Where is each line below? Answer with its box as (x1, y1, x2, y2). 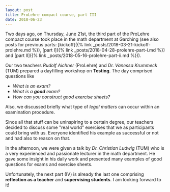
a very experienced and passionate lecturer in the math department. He (5, 151, 155, 157)
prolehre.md (5, 47, 31, 53)
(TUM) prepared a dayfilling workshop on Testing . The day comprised (5, 68, 153, 74)
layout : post (5, 7, 33, 13)
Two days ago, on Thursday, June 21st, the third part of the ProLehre (5, 31, 150, 37)
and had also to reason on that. (5, 135, 71, 142)
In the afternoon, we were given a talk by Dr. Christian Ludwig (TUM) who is (5, 145, 164, 151)
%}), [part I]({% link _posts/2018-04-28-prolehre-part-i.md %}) (32, 47, 165, 53)
